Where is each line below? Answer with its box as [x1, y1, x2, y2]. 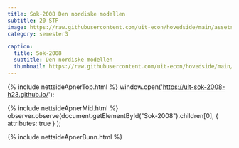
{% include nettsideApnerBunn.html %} [7, 132, 123, 141]
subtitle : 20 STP [7, 17, 59, 24]
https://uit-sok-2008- [162, 83, 225, 91]
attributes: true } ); [7, 119, 62, 127]
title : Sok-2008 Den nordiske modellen [7, 10, 126, 18]
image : [7, 23, 27, 31]
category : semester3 [7, 30, 69, 38]
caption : [7, 43, 33, 51]
